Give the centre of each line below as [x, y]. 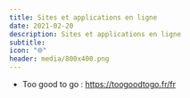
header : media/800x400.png [59, 59]
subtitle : [28, 42]
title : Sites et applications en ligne [83, 17]
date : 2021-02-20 [41, 26]
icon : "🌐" [28, 51]
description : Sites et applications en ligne [95, 34]
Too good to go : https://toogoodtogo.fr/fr [99, 84]
